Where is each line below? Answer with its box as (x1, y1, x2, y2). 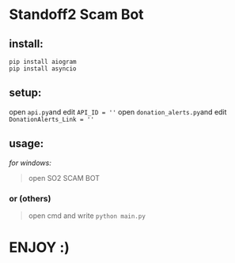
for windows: (9, 158, 52, 167)
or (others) (9, 193, 51, 204)
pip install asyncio (9, 65, 78, 73)
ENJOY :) (9, 239, 70, 257)
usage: (9, 137, 44, 151)
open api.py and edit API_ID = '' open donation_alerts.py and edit (9, 107, 227, 116)
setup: (9, 86, 42, 100)
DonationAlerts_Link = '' (9, 115, 94, 123)
